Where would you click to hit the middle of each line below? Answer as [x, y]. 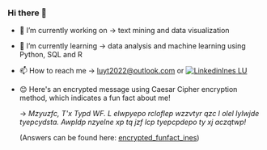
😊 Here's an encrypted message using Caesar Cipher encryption [128, 90]
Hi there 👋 [28, 13]
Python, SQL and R [51, 55]
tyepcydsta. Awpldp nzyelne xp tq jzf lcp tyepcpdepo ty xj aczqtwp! [133, 122]
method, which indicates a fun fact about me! [95, 98]
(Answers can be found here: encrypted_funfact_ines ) [109, 138]
